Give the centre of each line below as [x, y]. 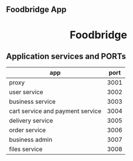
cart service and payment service [55, 111]
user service [26, 92]
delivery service [31, 121]
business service [32, 102]
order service [28, 130]
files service [26, 149]
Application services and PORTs [66, 56]
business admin [31, 140]
